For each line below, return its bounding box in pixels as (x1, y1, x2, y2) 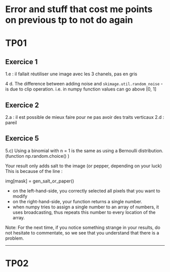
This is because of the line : (5, 168, 63, 174)
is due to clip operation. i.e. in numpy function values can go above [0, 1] (5, 86, 157, 92)
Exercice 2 (5, 101, 39, 109)
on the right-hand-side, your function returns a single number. (12, 198, 143, 204)
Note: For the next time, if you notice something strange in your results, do (5, 224, 160, 231)
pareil (5, 120, 17, 125)
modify (12, 193, 28, 199)
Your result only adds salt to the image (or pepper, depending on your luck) (5, 163, 162, 169)
